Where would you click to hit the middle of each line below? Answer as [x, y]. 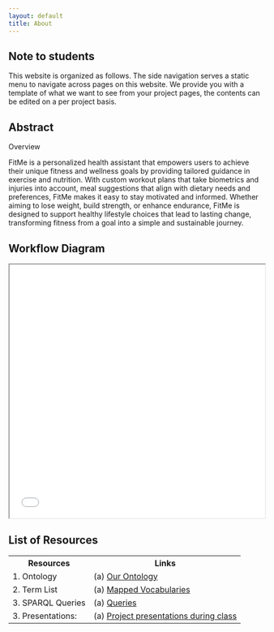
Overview [24, 147]
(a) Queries [115, 603]
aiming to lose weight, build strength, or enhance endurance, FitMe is [124, 206]
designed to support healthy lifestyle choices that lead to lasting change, [130, 214]
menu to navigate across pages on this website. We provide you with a [126, 84]
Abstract [31, 127]
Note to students [51, 56]
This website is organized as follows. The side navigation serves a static [129, 76]
